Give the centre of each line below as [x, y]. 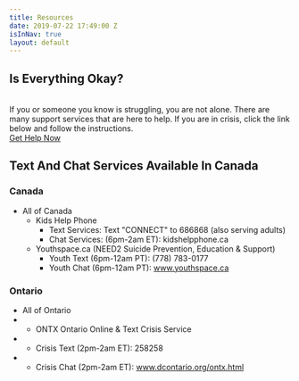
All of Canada [47, 211]
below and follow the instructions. [71, 128]
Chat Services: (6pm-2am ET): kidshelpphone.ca [139, 239]
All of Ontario [46, 311]
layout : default [39, 42]
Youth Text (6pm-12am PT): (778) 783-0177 [129, 258]
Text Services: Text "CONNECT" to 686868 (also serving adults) [167, 229]
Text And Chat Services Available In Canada [134, 166]
